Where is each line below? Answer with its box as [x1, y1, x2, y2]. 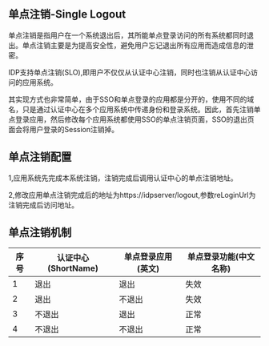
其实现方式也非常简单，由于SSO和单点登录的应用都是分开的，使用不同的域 [8, 95, 255, 104]
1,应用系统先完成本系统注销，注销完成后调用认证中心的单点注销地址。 [8, 173, 238, 183]
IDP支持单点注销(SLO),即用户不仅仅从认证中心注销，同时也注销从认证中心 [8, 67, 251, 77]
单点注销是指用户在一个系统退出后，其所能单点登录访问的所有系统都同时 [8, 30, 247, 40]
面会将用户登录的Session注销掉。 [8, 124, 118, 134]
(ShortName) [47, 263, 98, 274]
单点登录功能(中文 [187, 251, 255, 263]
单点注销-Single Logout [8, 7, 126, 22]
